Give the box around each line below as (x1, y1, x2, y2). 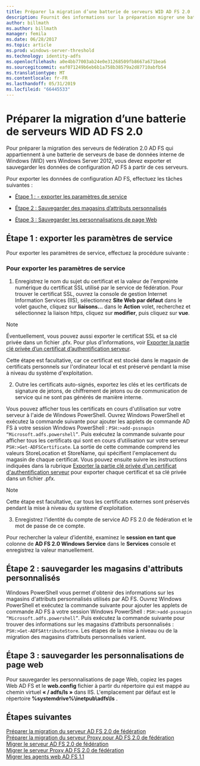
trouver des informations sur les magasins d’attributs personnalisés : (6, 620, 174, 628)
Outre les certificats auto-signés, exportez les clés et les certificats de (14, 381, 187, 388)
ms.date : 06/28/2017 (6, 36, 58, 42)
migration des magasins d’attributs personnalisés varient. (6, 633, 147, 640)
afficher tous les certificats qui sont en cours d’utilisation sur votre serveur (6, 437, 189, 444)
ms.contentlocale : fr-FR (6, 75, 68, 81)
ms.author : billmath (6, 25, 58, 32)
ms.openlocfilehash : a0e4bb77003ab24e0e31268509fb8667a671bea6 (6, 58, 167, 64)
